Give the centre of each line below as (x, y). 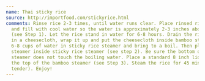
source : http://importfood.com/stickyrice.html (68, 18)
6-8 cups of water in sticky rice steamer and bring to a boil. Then (102, 46)
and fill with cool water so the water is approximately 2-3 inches (100, 29)
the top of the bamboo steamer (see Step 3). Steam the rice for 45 (100, 63)
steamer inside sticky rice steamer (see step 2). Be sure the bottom (103, 52)
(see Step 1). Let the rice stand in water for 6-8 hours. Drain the (102, 35)
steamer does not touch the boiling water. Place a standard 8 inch (100, 57)
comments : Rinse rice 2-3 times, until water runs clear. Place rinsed (99, 23)
